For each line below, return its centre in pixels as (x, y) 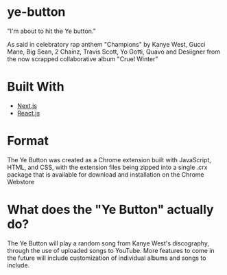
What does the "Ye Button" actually (110, 210)
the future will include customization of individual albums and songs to (107, 258)
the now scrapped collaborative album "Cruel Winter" (83, 58)
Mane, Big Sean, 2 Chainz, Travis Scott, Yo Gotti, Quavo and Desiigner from (114, 52)
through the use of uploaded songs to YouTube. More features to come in (111, 250)
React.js (28, 113)
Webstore (21, 181)
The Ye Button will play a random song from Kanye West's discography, (108, 243)
